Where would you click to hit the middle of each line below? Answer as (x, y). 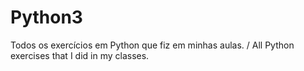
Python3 (46, 17)
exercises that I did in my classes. (80, 55)
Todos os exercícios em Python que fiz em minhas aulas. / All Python (152, 45)
